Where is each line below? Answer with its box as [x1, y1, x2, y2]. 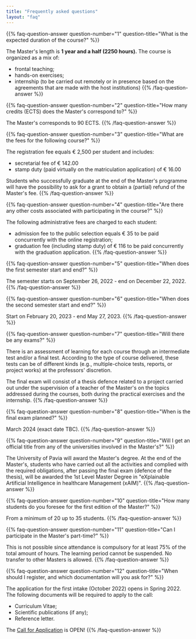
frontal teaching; [14, 65, 54, 72]
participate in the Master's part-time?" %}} [6, 532, 109, 539]
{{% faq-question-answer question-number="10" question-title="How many [6, 497, 190, 504]
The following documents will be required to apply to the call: [6, 591, 153, 598]
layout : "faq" [6, 14, 41, 20]
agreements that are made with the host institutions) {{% [14, 84, 152, 91]
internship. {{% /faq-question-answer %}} [6, 396, 108, 403]
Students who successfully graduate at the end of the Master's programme [6, 177, 187, 184]
